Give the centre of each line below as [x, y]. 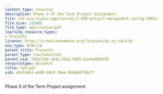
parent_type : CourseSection [33, 55]
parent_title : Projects [29, 50]
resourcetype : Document [29, 63]
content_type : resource [29, 9]
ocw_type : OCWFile [24, 46]
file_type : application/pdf [33, 28]
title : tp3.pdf [20, 68]
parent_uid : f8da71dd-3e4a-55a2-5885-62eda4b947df [57, 59]
